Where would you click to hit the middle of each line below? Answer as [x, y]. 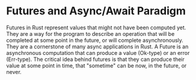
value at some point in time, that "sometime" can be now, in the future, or [97, 65]
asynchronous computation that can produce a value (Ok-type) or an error [98, 53]
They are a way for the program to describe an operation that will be [91, 33]
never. [14, 72]
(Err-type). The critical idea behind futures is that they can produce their [95, 59]
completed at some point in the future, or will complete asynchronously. [95, 40]
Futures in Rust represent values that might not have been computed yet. [96, 27]
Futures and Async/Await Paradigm [96, 11]
